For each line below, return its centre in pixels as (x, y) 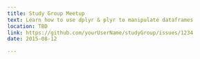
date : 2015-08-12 (32, 39)
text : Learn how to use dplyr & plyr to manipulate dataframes (100, 20)
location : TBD (28, 26)
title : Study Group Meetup (46, 13)
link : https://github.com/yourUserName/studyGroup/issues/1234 (100, 33)
